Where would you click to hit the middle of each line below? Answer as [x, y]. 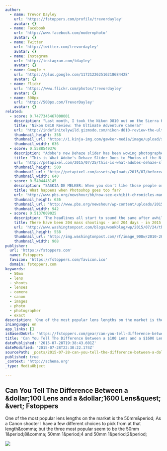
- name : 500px [24, 98]
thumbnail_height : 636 [38, 200]
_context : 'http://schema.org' [38, 361]
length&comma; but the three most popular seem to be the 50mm [72, 429]
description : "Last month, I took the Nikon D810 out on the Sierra [86, 121]
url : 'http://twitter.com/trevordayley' [56, 47]
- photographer [25, 311]
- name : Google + [28, 70]
